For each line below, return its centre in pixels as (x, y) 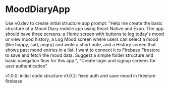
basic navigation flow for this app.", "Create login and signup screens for (81, 60)
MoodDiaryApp (38, 9)
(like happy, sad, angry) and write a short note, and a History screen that (81, 44)
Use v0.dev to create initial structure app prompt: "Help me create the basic (84, 23)
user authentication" (26, 66)
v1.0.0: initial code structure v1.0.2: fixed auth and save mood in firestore (80, 75)
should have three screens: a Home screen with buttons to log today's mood (85, 34)
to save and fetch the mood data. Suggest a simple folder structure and (79, 55)
